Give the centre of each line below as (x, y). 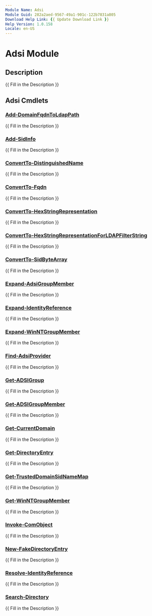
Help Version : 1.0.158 (29, 24)
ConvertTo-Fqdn (26, 187)
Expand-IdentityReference (39, 307)
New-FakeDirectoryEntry (36, 549)
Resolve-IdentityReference (39, 573)
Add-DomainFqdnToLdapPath (42, 115)
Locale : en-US (20, 29)
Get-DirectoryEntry (29, 452)
